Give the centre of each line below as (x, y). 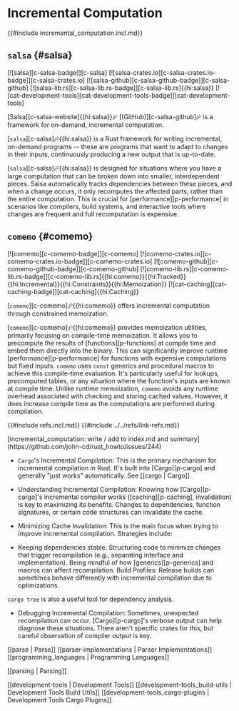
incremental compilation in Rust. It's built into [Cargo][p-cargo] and (116, 468)
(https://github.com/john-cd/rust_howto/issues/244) (85, 446)
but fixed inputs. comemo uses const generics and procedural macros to (111, 365)
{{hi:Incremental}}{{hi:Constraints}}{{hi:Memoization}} (87, 284)
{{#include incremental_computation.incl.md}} (75, 33)
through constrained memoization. (58, 313)
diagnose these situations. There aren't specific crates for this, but (116, 628)
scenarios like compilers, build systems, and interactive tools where (107, 206)
